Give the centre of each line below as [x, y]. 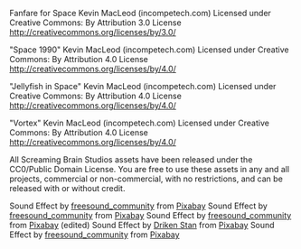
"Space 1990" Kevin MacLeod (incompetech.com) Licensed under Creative [149, 50]
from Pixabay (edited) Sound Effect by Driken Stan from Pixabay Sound [142, 225]
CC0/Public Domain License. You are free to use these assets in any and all [150, 169]
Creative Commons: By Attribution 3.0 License [96, 23]
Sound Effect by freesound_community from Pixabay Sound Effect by [139, 206]
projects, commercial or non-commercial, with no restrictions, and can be [146, 179]
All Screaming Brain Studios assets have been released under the [131, 160]
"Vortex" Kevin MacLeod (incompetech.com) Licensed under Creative [139, 123]
